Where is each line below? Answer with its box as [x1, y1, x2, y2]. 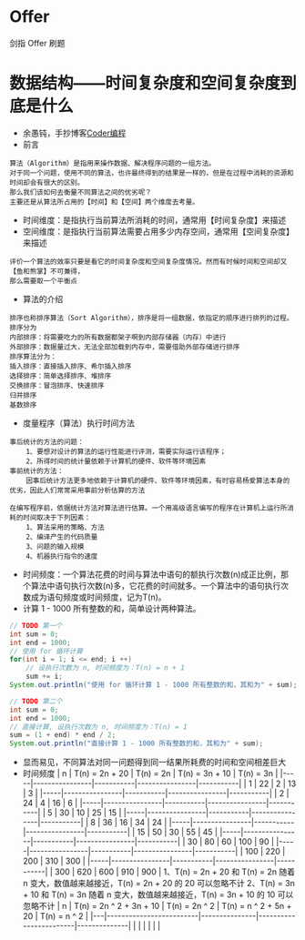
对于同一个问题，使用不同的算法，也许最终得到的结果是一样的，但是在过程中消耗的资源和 [9, 168, 294, 177]
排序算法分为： [9, 352, 57, 361]
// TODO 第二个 [9, 696, 63, 706]
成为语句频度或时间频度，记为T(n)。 [30, 591, 167, 602]
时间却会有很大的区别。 [9, 177, 85, 187]
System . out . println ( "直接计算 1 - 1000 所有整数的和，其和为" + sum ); [9, 739, 264, 748]
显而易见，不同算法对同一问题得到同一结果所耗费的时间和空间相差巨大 [22, 757, 287, 768]
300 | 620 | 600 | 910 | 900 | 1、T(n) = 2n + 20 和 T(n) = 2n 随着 [54, 866, 296, 877]
